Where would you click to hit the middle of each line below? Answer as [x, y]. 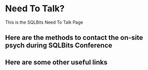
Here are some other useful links [56, 62]
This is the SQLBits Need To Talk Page [44, 22]
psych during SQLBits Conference [59, 46]
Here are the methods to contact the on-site [74, 38]
